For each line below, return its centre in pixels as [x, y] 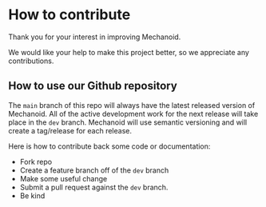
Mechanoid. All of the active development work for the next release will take [133, 113]
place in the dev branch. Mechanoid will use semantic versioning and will [128, 122]
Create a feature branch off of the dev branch [94, 170]
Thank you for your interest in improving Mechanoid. [95, 37]
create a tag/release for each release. [70, 130]
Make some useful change [64, 178]
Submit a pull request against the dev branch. [94, 187]
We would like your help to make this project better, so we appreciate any [129, 52]
